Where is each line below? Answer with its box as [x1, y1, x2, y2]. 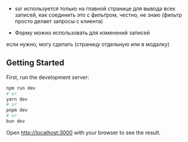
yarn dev [6, 96, 28, 102]
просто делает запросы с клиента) [14, 18, 103, 24]
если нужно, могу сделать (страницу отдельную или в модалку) [6, 41, 170, 48]
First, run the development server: [6, 74, 90, 81]
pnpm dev [6, 107, 28, 113]
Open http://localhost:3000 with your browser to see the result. [6, 129, 161, 136]
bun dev [6, 118, 26, 124]
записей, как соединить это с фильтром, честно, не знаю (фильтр [14, 11, 182, 18]
